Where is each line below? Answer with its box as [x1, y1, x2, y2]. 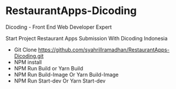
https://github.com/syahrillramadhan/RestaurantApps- [38, 46, 170, 53]
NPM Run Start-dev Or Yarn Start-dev [14, 77, 106, 84]
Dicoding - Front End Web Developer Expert [5, 23, 112, 30]
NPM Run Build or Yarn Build [14, 64, 84, 71]
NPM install [14, 59, 42, 66]
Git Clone [14, 46, 37, 53]
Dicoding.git [14, 52, 44, 59]
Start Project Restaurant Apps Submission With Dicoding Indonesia [5, 35, 168, 42]
